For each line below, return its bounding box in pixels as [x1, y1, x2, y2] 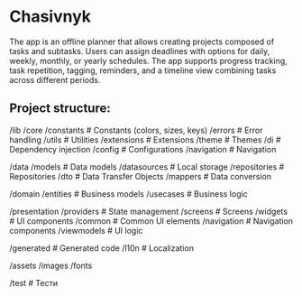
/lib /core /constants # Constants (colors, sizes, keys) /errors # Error [9, 125, 263, 135]
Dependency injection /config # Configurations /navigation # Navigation [9, 143, 277, 154]
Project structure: [9, 101, 111, 116]
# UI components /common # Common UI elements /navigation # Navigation [9, 215, 294, 227]
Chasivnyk [9, 6, 92, 27]
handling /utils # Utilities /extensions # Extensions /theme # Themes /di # [9, 134, 281, 145]
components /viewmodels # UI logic [9, 225, 143, 236]
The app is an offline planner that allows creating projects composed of [9, 36, 275, 47]
